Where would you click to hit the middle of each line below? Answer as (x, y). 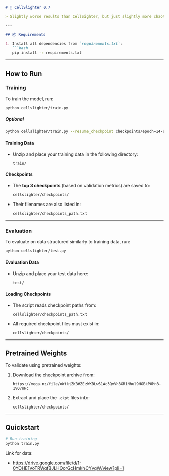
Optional (15, 119)
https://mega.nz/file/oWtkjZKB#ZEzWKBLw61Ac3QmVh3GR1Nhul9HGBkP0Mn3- (87, 384)
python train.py (22, 444)
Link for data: (19, 453)
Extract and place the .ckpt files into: (51, 398)
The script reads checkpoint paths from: (54, 305)
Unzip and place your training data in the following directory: (75, 154)
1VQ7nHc (20, 389)
